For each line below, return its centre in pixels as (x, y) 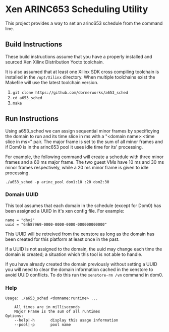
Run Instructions (32, 119)
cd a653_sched (27, 98)
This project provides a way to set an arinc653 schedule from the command (84, 23)
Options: (14, 316)
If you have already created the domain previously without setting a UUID (81, 264)
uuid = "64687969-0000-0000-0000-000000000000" (56, 224)
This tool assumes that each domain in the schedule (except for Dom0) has (83, 206)
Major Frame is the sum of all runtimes (57, 312)
